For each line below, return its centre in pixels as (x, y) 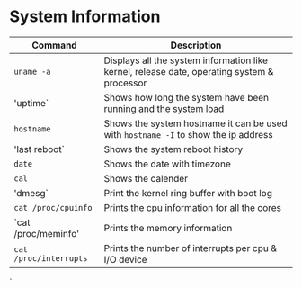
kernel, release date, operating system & (189, 71)
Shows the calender (146, 178)
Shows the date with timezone (167, 164)
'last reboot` (40, 149)
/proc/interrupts (51, 258)
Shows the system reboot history (173, 149)
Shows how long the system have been (187, 97)
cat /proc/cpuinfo (53, 208)
